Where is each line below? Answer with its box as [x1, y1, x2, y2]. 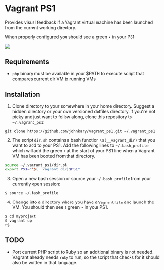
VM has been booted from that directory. [12, 153, 95, 159]
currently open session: [12, 181, 61, 187]
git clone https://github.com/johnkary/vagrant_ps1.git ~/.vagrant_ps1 [5, 129, 155, 134]
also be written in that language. [12, 260, 78, 266]
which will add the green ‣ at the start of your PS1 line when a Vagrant [12, 147, 155, 153]
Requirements [5, 58, 49, 66]
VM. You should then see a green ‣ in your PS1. [12, 204, 108, 210]
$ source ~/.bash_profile [5, 191, 58, 196]
